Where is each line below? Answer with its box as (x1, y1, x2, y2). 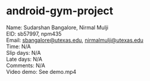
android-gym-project (6, 4, 114, 18)
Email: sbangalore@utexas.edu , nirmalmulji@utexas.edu (6, 36, 144, 43)
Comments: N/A (6, 61, 46, 69)
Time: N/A (6, 43, 31, 50)
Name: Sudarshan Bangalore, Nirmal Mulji (6, 24, 109, 31)
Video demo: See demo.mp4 (6, 68, 77, 75)
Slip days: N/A (6, 49, 41, 56)
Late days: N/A (6, 55, 43, 63)
